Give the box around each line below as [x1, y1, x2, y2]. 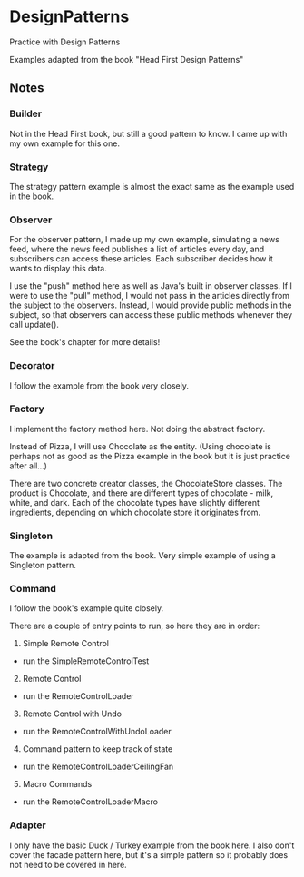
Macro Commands [22, 779, 93, 790]
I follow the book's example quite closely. [9, 603, 164, 614]
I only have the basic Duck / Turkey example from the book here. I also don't [9, 840, 295, 851]
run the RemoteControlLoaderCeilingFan [22, 761, 174, 773]
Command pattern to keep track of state [22, 744, 173, 754]
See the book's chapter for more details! [9, 337, 161, 348]
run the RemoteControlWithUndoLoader [22, 726, 172, 737]
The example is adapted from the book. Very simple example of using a [9, 550, 276, 561]
